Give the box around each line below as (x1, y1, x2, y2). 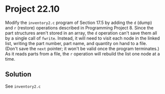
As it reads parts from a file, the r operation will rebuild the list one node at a (5, 50, 160, 57)
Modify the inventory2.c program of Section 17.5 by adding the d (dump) (5, 20, 152, 25)
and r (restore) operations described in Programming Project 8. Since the (5, 24, 154, 30)
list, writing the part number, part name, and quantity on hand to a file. (5, 40, 147, 46)
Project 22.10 (5, 3, 60, 15)
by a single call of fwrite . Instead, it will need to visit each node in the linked (5, 35, 160, 41)
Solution (5, 70, 32, 79)
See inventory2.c (5, 83, 41, 89)
